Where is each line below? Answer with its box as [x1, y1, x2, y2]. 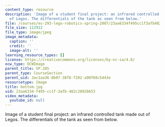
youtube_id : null [9, 98, 45, 103]
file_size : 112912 [5, 25, 43, 30]
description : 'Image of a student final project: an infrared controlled [5, 12, 160, 17]
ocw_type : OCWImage [5, 62, 45, 66]
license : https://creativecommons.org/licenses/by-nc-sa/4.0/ [5, 57, 135, 62]
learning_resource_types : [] [5, 52, 65, 58]
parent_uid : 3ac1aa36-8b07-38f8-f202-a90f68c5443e [5, 75, 111, 80]
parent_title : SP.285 [5, 66, 50, 71]
